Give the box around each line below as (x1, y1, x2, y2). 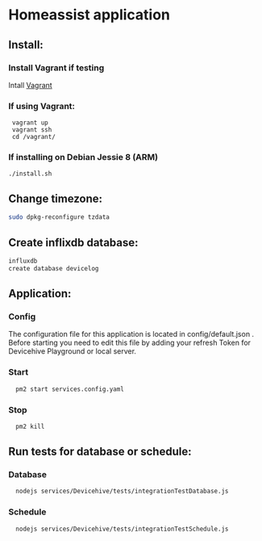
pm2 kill (15, 422, 45, 430)
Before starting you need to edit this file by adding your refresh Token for (8, 338, 252, 348)
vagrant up (11, 119, 48, 127)
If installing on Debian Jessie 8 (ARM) (8, 152, 159, 163)
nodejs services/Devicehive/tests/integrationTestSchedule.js (15, 525, 229, 533)
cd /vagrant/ (11, 133, 56, 141)
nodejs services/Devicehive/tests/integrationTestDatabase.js (15, 487, 229, 496)
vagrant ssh (11, 126, 52, 134)
